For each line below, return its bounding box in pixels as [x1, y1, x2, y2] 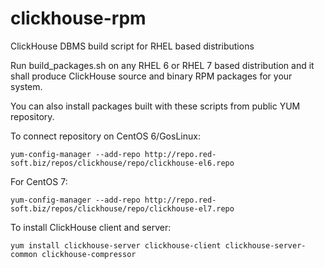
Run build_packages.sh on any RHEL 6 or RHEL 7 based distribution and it [10, 59, 315, 71]
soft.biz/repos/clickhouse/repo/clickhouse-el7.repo [10, 203, 235, 214]
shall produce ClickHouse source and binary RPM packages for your [10, 70, 293, 82]
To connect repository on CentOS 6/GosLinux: [10, 130, 201, 142]
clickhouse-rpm [10, 7, 147, 30]
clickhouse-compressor [41, 249, 137, 259]
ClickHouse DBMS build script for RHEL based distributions [10, 40, 255, 52]
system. [10, 80, 43, 92]
